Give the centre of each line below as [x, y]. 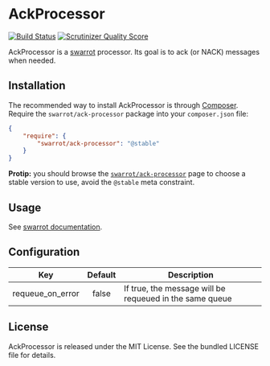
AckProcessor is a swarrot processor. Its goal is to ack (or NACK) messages [134, 51]
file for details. [32, 355]
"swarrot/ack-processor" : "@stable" [98, 143]
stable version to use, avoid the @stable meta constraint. [102, 183]
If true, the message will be [175, 288]
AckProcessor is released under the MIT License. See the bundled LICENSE [134, 346]
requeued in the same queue [178, 298]
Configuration [44, 252]
